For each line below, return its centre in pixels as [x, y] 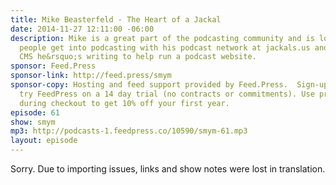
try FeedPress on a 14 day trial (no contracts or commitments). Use [167, 94]
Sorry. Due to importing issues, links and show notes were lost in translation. [168, 169]
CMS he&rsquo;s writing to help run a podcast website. [138, 57]
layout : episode [44, 141]
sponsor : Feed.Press [53, 66]
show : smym [33, 122]
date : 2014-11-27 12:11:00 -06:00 [82, 29]
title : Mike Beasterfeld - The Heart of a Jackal [116, 19]
